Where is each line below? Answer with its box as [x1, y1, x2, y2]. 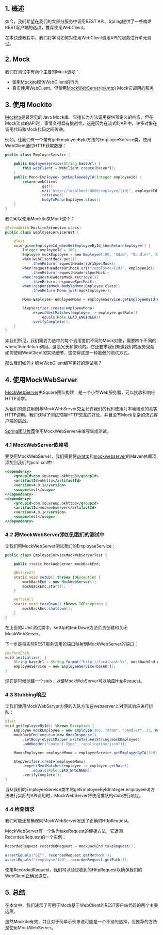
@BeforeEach [5, 650, 29, 656]
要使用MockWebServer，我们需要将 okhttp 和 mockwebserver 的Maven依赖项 [5, 453, 157, 459]
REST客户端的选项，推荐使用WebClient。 [5, 24, 88, 30]
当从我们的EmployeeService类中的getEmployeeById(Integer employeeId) [5, 786, 151, 792]
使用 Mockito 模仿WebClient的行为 [12, 79, 79, 85]
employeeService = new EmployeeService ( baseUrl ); [14, 664, 116, 669]
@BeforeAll [14, 570, 36, 575]
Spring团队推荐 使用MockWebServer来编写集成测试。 [5, 428, 112, 434]
